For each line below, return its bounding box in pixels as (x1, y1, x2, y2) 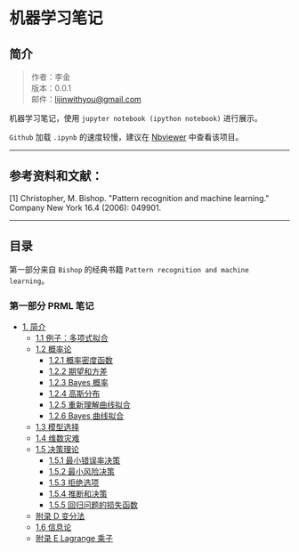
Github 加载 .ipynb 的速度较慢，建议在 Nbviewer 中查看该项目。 (9, 132, 244, 142)
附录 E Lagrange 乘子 (35, 532, 114, 543)
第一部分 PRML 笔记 (9, 299, 94, 312)
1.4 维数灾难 (35, 433, 80, 443)
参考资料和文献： (9, 168, 103, 183)
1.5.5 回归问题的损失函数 (48, 499, 138, 510)
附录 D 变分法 (35, 510, 85, 521)
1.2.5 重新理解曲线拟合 (48, 399, 131, 410)
